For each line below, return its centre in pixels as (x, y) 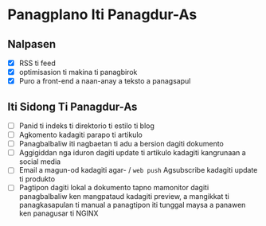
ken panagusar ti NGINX (59, 213)
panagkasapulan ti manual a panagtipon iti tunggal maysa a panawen (132, 205)
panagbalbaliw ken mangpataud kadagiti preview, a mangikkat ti (124, 197)
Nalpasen (32, 44)
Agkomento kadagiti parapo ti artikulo (80, 135)
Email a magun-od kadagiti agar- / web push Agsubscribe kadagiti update (138, 170)
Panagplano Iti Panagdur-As (102, 15)
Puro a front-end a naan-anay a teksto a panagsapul (105, 81)
